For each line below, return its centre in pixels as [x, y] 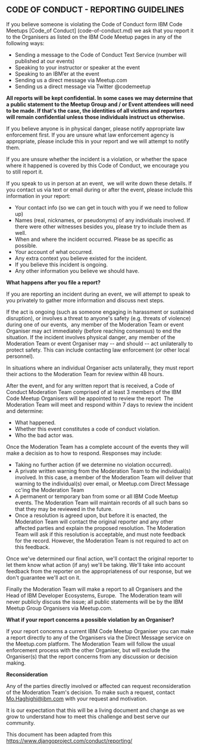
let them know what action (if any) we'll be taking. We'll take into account [96, 565]
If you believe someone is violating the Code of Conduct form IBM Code [94, 24]
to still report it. [25, 172]
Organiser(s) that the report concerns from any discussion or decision [92, 656]
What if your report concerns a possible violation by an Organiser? [90, 619]
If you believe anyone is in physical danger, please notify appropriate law [96, 128]
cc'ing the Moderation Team [49, 490]
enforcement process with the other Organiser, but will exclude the [88, 650]
